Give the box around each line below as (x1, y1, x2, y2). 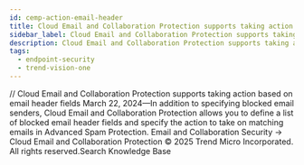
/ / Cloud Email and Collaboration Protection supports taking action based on (9, 87, 293, 99)
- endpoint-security (17, 55, 95, 64)
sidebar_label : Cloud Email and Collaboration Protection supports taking (9, 30, 298, 39)
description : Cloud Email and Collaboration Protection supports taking (9, 38, 290, 48)
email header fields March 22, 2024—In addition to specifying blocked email (9, 97, 294, 108)
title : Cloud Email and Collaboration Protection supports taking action (9, 22, 294, 31)
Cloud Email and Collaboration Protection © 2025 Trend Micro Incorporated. (9, 136, 294, 147)
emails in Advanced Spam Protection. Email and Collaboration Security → (9, 126, 283, 137)
